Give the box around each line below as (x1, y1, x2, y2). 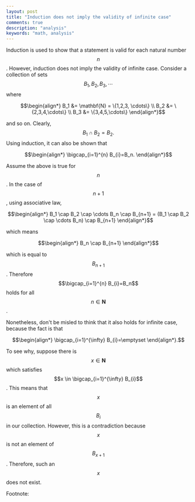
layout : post (6, 8, 38, 15)
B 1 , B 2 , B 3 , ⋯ (84, 80, 113, 89)
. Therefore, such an (6, 460, 55, 467)
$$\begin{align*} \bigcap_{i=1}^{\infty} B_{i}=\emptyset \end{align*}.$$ (12, 336, 185, 343)
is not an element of (6, 441, 54, 448)
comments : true (6, 19, 43, 25)
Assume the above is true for (6, 162, 76, 169)
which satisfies (6, 366, 43, 373)
